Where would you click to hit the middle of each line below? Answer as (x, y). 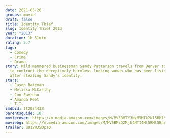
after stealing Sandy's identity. (46, 76)
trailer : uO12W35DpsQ (28, 127)
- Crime (18, 57)
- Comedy (19, 52)
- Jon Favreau (25, 95)
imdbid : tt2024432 (25, 109)
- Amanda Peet (25, 99)
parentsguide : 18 (24, 113)
